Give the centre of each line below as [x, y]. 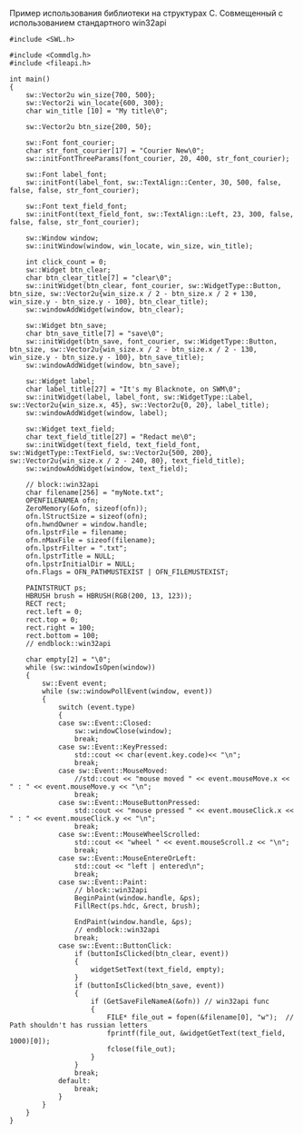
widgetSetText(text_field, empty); [157, 970]
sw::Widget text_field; [71, 429]
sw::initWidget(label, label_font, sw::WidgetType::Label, [140, 397]
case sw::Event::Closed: [105, 723]
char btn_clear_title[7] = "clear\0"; [99, 278]
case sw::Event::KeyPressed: [113, 747]
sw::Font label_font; [66, 174]
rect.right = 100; [60, 628]
